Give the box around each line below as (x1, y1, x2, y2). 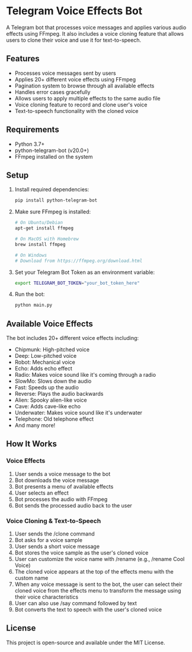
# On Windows (14, 252, 47, 258)
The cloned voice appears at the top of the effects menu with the (14, 568, 174, 575)
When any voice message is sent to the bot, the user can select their (14, 581, 183, 588)
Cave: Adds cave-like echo (14, 403, 81, 410)
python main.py (14, 302, 53, 308)
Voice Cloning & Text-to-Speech (6, 516, 101, 525)
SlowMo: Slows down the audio (14, 377, 92, 385)
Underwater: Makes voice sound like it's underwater (14, 409, 143, 417)
